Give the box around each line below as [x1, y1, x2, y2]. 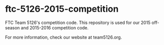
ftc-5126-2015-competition [5, 3, 119, 15]
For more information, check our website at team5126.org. [5, 34, 122, 40]
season [5, 24, 20, 30]
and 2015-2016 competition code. [21, 24, 89, 30]
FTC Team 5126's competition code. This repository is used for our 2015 [5, 20, 151, 25]
